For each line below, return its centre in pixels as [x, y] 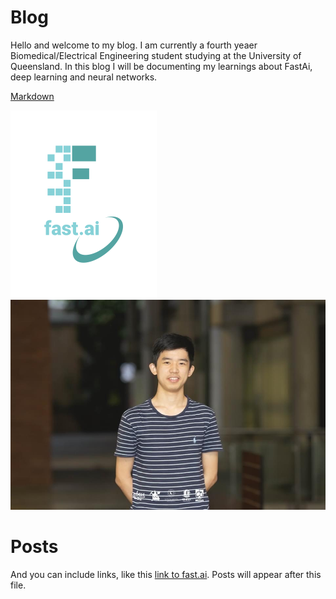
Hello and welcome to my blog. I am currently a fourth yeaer [134, 45]
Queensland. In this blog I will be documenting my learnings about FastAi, [161, 66]
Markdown [32, 96]
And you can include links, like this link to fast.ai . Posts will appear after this [166, 574]
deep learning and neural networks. [84, 77]
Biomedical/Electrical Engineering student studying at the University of [156, 55]
